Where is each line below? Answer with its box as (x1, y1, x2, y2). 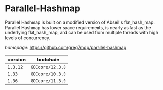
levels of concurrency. (5, 35, 51, 41)
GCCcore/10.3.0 (30, 71, 66, 77)
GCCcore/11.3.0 (30, 78, 66, 84)
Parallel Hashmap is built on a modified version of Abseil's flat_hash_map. (5, 19, 155, 25)
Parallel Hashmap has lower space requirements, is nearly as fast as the (5, 24, 151, 30)
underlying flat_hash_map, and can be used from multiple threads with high (5, 30, 159, 35)
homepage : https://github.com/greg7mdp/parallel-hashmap (5, 44, 127, 50)
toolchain (36, 56, 60, 63)
